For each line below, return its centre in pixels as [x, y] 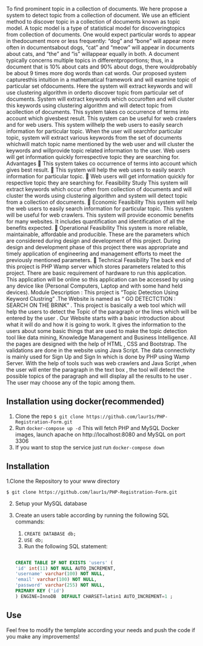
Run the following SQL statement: [66, 546]
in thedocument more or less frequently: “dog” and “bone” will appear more [101, 41]
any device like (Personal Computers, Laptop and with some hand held [95, 286]
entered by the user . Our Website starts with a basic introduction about [95, 318]
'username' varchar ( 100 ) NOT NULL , [60, 574]
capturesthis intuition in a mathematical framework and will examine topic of [101, 79]
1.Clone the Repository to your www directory [63, 481]
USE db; [34, 540]
